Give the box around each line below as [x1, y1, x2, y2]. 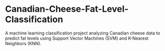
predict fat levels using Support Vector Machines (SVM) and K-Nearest [5, 35, 149, 41]
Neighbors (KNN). [5, 40, 42, 46]
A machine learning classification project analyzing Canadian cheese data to [5, 30, 161, 36]
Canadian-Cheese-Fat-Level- [5, 3, 129, 15]
